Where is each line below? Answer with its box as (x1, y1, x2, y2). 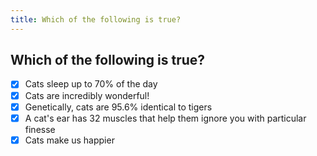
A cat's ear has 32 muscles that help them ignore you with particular (24, 112, 307, 124)
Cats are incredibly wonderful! (24, 89, 150, 101)
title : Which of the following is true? (10, 14, 182, 25)
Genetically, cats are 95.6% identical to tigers (24, 101, 213, 113)
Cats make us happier (24, 134, 115, 146)
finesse (24, 123, 56, 135)
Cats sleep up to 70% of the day (24, 78, 158, 90)
